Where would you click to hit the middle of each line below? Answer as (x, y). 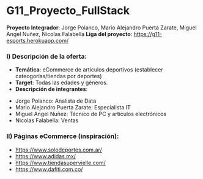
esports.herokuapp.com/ (38, 40)
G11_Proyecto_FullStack (68, 11)
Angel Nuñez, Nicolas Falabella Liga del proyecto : (69, 34)
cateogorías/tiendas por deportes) (58, 76)
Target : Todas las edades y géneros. (61, 82)
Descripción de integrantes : (51, 89)
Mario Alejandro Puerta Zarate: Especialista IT (73, 108)
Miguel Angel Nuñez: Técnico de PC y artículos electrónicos (91, 114)
